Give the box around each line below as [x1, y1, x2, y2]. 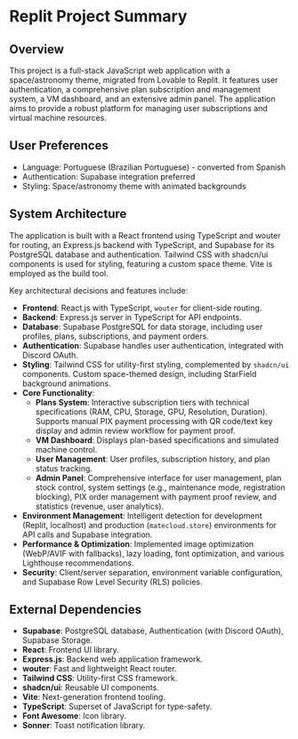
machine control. [35, 444, 98, 454]
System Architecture [9, 206, 127, 221]
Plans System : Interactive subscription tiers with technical [35, 397, 250, 407]
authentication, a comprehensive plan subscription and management [9, 84, 261, 94]
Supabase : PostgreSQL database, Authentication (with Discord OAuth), [21, 625, 284, 637]
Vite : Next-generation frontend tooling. [21, 692, 166, 703]
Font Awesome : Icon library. [21, 711, 127, 721]
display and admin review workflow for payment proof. [35, 425, 236, 436]
